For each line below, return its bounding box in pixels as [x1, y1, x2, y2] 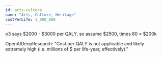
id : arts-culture [5, 7, 42, 13]
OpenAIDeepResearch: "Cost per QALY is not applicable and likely [5, 41, 144, 47]
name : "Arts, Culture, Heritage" [5, 12, 76, 17]
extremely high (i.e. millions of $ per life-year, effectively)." [5, 46, 129, 52]
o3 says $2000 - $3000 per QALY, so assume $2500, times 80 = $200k [5, 31, 157, 37]
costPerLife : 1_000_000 [5, 17, 56, 22]
